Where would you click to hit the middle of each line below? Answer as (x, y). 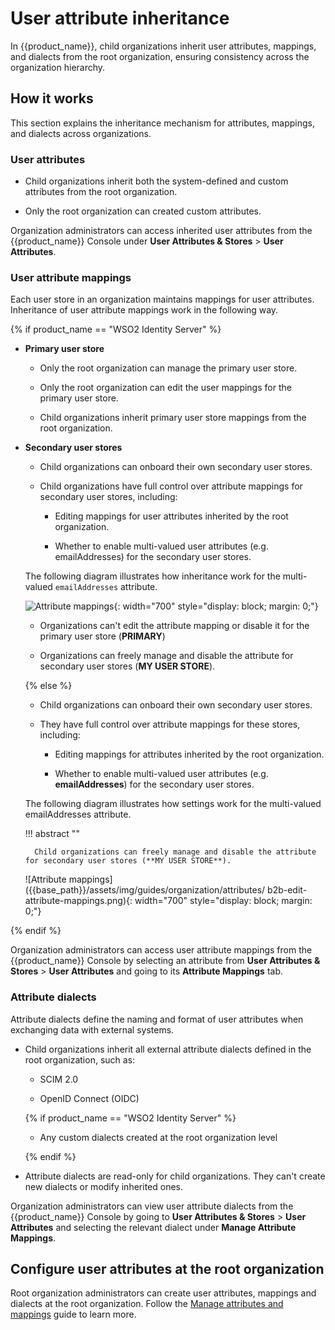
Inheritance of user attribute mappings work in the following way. (144, 310)
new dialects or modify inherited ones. (103, 1186)
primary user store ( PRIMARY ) (102, 636)
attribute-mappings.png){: (78, 901)
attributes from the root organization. (101, 192)
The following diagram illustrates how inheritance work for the (152, 576)
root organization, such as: (80, 1059)
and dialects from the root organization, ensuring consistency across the (160, 56)
